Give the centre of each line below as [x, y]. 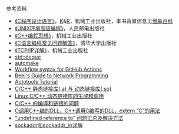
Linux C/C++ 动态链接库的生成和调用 [59, 96]
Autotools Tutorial [36, 82]
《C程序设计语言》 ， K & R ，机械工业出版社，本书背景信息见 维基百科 [94, 21]
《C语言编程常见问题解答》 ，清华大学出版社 [65, 43]
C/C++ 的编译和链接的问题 [47, 103]
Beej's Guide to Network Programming [61, 75]
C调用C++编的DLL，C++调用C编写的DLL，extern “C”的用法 [87, 111]
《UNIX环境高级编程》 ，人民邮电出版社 [59, 28]
